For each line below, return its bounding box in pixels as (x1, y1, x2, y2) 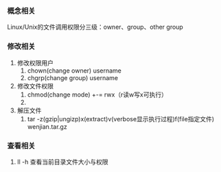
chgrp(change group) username (27, 73, 119, 82)
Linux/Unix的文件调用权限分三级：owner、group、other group (7, 23, 183, 32)
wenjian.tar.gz (27, 122, 67, 131)
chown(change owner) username (27, 66, 122, 75)
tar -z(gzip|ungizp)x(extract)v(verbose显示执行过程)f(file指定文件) (27, 114, 215, 123)
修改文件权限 (16, 82, 54, 90)
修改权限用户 (16, 58, 54, 66)
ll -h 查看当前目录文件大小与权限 (16, 158, 108, 166)
